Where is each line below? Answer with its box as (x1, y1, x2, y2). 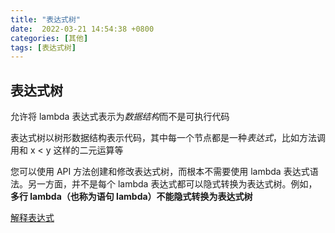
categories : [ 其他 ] (10, 33, 89, 43)
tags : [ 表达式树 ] (10, 42, 77, 53)
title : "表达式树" (10, 14, 82, 25)
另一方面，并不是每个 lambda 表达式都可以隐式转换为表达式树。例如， (27, 178, 318, 190)
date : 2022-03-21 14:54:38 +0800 (10, 24, 155, 34)
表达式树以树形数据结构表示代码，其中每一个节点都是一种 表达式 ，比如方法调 (10, 132, 326, 144)
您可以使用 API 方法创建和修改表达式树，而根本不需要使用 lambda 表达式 (10, 166, 310, 178)
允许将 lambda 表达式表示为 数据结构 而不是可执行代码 (10, 111, 230, 123)
